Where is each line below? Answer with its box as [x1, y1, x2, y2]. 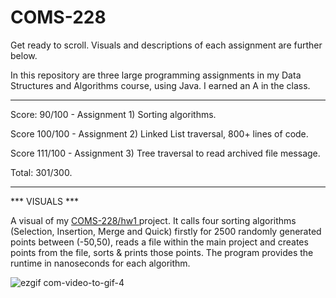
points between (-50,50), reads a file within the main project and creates [10, 236, 309, 248]
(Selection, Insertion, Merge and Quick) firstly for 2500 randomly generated [10, 225, 322, 237]
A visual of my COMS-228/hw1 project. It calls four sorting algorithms [10, 214, 297, 226]
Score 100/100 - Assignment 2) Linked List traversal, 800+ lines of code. [10, 127, 309, 140]
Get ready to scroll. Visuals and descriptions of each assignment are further [10, 39, 323, 51]
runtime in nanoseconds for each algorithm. [10, 257, 191, 269]
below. [10, 49, 38, 61]
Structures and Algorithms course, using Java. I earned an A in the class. [10, 79, 311, 91]
